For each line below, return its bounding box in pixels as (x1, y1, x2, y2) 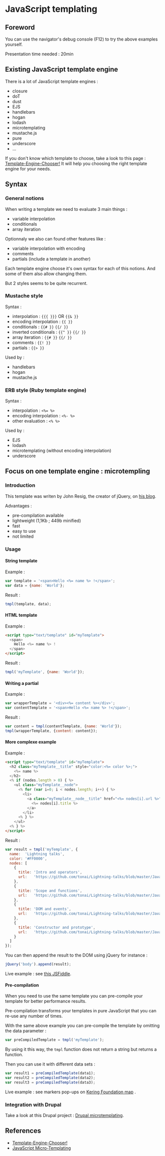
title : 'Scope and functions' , (18, 888, 82, 893)
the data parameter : (5, 1028, 47, 1034)
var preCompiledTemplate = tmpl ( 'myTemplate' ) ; (5, 1037, 105, 1042)
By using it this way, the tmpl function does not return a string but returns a (5, 1046, 157, 1052)
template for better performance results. (5, 998, 87, 1004)
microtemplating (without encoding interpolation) (12, 448, 111, 454)
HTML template (5, 612, 38, 618)
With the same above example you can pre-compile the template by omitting (5, 1023, 160, 1029)
